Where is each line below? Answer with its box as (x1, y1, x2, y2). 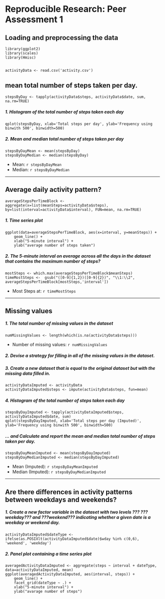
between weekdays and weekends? (5, 495, 117, 504)
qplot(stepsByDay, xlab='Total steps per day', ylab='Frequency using (5, 121, 153, 126)
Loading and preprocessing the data (5, 33, 118, 42)
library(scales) (5, 51, 38, 56)
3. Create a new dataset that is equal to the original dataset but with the (5, 365, 156, 371)
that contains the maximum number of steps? (5, 258, 101, 264)
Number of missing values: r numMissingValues (12, 341, 108, 347)
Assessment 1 (5, 14, 63, 25)
